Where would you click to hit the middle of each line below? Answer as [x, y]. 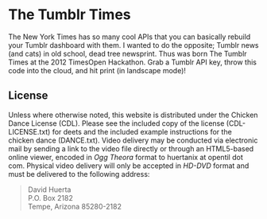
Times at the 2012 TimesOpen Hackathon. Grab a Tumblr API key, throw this [132, 62]
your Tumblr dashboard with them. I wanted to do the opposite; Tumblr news [133, 45]
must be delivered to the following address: [79, 174]
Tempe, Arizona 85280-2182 [74, 206]
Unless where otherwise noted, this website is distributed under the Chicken [133, 115]
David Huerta [49, 190]
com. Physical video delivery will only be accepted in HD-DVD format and [129, 166]
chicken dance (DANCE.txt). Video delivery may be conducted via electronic [133, 140]
